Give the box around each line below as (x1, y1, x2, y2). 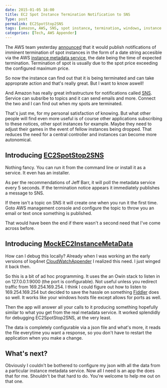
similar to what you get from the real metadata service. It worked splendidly (5, 309, 161, 315)
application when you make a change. (5, 335, 83, 341)
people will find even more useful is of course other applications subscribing (5, 116, 163, 121)
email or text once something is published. (5, 210, 92, 216)
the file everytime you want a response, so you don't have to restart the (5, 330, 152, 336)
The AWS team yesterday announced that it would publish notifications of (5, 44, 157, 50)
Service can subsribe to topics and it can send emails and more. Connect (5, 95, 156, 101)
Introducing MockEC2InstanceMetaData (5, 240, 133, 248)
